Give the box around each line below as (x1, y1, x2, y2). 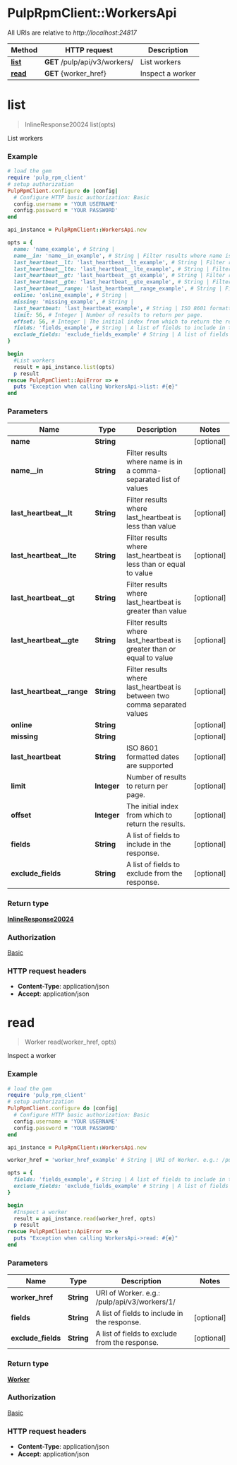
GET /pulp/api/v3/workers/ (44, 57, 134, 66)
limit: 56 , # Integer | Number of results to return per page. (13, 311, 203, 319)
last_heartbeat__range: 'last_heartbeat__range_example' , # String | (13, 285, 222, 293)
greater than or (126, 645, 176, 654)
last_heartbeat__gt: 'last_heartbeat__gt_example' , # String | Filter (13, 272, 226, 279)
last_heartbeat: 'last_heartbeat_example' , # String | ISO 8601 (13, 305, 207, 312)
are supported (126, 761, 174, 771)
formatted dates (126, 752, 180, 762)
